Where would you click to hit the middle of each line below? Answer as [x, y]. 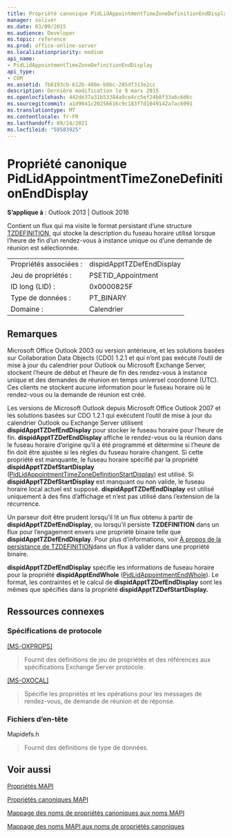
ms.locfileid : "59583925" [44, 130]
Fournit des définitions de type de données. [86, 748]
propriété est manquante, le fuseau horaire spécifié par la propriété [103, 460]
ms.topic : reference [37, 39]
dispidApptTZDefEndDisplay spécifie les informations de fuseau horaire [111, 567]
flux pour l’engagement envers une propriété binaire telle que [94, 532]
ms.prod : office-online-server [52, 46]
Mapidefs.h [23, 734]
